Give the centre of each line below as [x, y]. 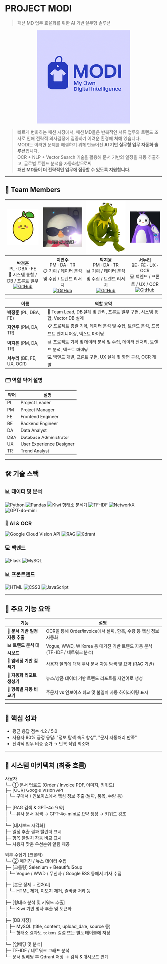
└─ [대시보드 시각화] [25, 825]
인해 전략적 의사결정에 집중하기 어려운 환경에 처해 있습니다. [83, 138]
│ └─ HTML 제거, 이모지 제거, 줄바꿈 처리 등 [48, 891]
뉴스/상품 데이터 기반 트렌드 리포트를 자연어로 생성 [94, 678]
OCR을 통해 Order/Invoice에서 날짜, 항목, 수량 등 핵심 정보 [102, 631]
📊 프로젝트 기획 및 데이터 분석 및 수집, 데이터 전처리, [98, 342]
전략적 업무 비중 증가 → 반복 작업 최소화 [51, 744]
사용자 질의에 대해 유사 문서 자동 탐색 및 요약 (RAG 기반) [100, 664]
